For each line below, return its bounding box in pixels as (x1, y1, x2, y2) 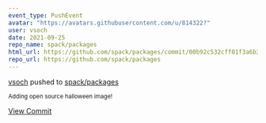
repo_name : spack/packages (8, 41, 97, 49)
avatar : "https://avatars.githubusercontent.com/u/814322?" (8, 19, 211, 27)
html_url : (8, 48, 41, 56)
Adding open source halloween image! (8, 92, 113, 100)
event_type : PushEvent (8, 11, 83, 20)
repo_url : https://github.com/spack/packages (8, 56, 161, 64)
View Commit (8, 106, 52, 115)
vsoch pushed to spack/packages (8, 76, 119, 87)
